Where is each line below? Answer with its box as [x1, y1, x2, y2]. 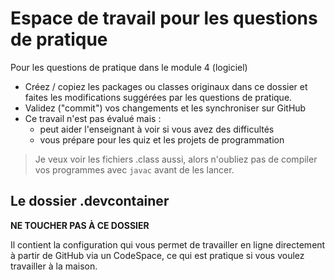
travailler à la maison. [10, 260, 98, 272]
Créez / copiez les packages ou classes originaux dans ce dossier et [24, 80, 308, 92]
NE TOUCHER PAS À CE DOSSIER [10, 219, 150, 231]
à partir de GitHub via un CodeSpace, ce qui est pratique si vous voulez [10, 249, 305, 261]
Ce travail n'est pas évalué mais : [24, 112, 162, 124]
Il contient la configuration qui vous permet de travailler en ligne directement [10, 238, 326, 251]
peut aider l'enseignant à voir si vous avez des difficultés [39, 123, 275, 135]
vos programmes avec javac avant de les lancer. [34, 163, 235, 176]
